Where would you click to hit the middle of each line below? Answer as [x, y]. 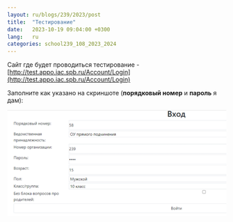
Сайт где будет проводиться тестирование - [73, 65]
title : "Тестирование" [42, 22]
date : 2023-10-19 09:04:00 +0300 [59, 29]
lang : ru [23, 37]
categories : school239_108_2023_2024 [62, 44]
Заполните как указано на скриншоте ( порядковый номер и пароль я [112, 93]
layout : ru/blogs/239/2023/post [54, 15]
